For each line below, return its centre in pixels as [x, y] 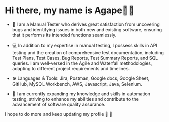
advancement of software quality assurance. [59, 104]
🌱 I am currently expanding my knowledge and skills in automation [81, 94]
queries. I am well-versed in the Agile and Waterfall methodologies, [82, 63]
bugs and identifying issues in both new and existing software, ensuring [87, 29]
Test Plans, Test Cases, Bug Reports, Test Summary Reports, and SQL [85, 58]
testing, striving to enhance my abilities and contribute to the [75, 99]
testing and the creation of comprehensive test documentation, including [88, 52]
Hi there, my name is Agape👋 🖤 [70, 10]
